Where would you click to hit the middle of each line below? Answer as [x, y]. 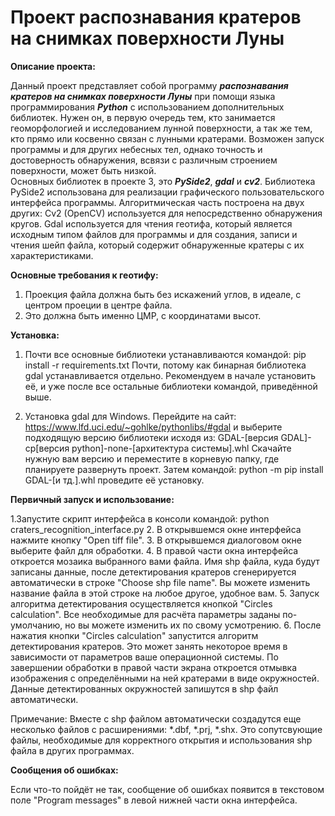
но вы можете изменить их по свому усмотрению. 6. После [193, 625]
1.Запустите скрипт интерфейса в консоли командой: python [140, 518]
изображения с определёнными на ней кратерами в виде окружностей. [165, 678]
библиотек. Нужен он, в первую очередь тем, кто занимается [143, 117]
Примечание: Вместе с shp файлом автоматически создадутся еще [156, 718]
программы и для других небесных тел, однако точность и [136, 149]
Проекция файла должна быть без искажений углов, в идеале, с [163, 294]
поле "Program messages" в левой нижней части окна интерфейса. [154, 800]
